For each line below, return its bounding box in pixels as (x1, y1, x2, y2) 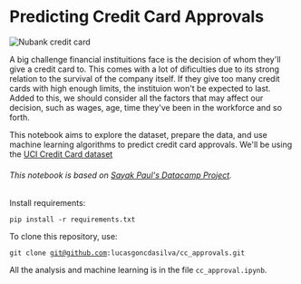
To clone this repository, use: (9, 231, 118, 242)
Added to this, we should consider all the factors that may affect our (9, 93, 264, 103)
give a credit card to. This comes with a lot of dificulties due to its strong (9, 64, 279, 74)
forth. (9, 112, 30, 122)
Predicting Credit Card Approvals (9, 6, 265, 27)
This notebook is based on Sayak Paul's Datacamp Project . (9, 170, 233, 181)
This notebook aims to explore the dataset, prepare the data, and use (9, 129, 267, 140)
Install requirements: (9, 198, 86, 209)
